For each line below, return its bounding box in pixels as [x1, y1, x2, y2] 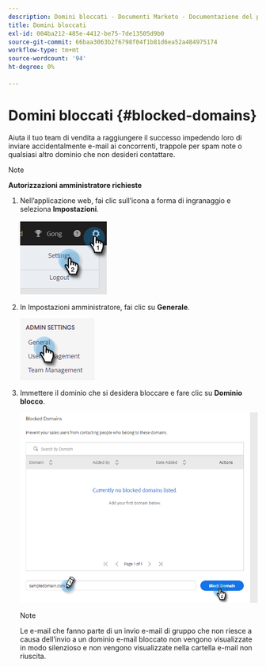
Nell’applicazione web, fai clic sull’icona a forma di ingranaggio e [19, 195, 231, 205]
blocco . [19, 397, 46, 406]
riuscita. [19, 651, 47, 661]
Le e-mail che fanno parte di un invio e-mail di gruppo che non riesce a [19, 626, 252, 635]
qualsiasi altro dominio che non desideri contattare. [8, 149, 176, 159]
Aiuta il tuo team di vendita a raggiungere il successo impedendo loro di [8, 132, 242, 142]
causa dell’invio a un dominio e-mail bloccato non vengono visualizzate [19, 634, 253, 644]
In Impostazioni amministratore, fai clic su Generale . [19, 302, 190, 312]
